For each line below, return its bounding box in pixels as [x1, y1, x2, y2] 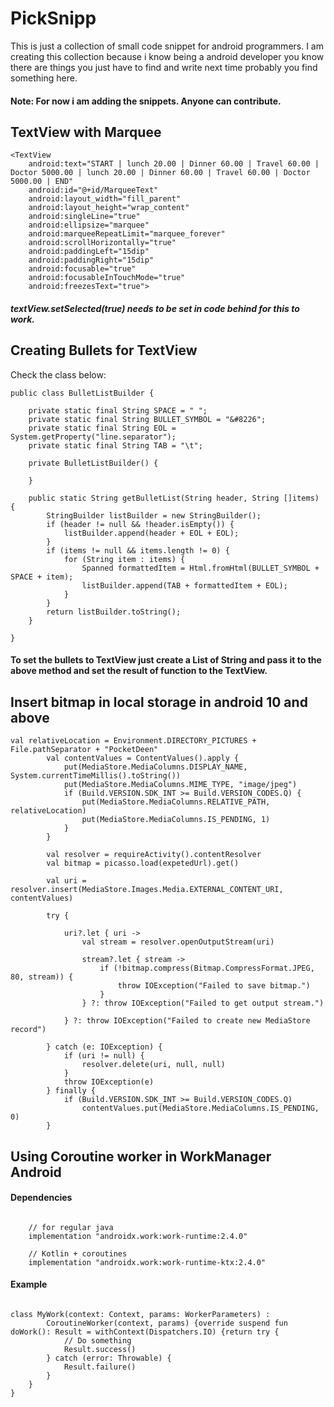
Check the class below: [10, 368, 107, 381]
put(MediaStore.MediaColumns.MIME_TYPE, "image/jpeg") [63, 780, 298, 790]
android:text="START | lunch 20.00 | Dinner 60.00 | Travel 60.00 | [28, 159, 320, 169]
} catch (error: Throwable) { [46, 1353, 172, 1363]
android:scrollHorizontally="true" [28, 238, 177, 248]
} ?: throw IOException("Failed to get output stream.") [81, 998, 325, 1009]
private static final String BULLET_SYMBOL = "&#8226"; [28, 414, 267, 424]
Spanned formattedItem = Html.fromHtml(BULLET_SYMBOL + [81, 563, 320, 573]
